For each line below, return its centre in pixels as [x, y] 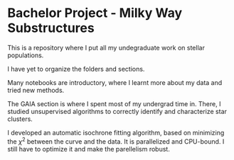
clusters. [20, 119]
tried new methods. [36, 90]
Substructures [51, 28]
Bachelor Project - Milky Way [95, 13]
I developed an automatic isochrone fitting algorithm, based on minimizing [116, 132]
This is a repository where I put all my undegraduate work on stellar [106, 47]
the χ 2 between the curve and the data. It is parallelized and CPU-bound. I [116, 141]
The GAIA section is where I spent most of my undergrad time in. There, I [114, 103]
